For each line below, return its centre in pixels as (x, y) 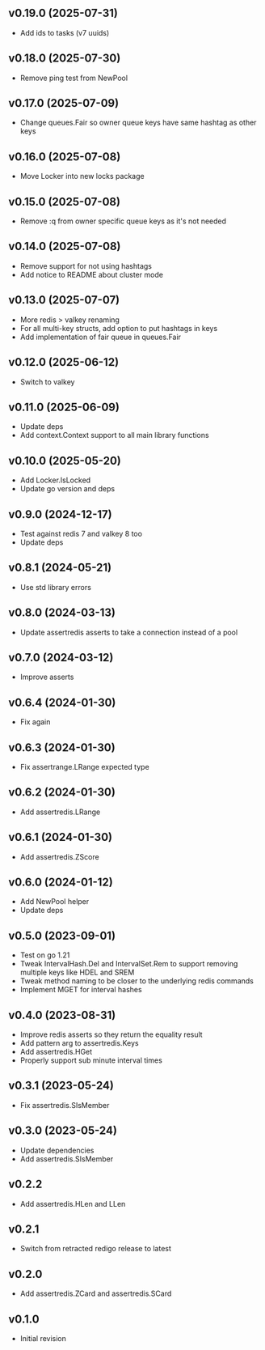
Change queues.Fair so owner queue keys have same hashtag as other (138, 123)
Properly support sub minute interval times (91, 1060)
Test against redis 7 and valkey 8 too (81, 533)
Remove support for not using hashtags (86, 265)
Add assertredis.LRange (60, 812)
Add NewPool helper (55, 902)
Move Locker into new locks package (82, 176)
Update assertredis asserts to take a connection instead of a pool (129, 632)
